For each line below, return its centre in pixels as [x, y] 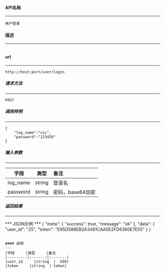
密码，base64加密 [74, 192]
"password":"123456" [35, 137]
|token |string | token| [36, 266]
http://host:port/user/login [35, 72]
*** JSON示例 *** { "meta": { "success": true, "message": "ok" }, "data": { [80, 224]
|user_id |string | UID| [37, 262]
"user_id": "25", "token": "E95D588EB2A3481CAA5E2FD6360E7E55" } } [78, 229]
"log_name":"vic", [33, 132]
